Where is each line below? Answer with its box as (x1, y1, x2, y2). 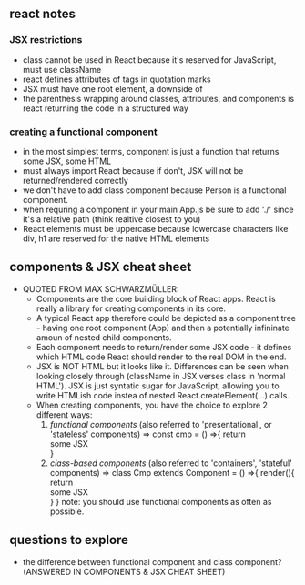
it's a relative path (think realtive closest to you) (22, 213, 201, 225)
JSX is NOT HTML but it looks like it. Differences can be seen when (36, 360, 290, 371)
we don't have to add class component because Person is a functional (22, 185, 287, 196)
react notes (9, 6, 76, 22)
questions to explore (9, 532, 129, 548)
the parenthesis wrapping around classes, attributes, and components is (22, 93, 294, 104)
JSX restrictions (9, 34, 83, 46)
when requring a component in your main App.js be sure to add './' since (22, 204, 294, 215)
